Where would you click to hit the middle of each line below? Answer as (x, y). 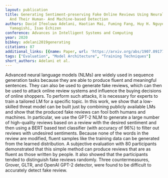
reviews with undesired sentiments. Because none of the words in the (77, 133)
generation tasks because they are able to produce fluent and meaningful (81, 80)
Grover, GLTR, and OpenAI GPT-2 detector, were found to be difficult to (78, 165)
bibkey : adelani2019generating (38, 42)
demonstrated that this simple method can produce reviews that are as (78, 149)
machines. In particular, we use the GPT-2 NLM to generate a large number (82, 117)
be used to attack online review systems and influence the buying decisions (83, 91)
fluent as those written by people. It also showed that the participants (77, 155)
